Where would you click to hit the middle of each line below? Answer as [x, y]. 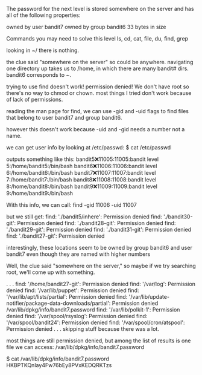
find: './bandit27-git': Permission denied [55, 236]
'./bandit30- [178, 217]
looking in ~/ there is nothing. [43, 50]
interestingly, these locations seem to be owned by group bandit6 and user [99, 248]
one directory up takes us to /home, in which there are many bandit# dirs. [97, 68]
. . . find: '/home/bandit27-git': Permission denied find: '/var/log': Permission [101, 284]
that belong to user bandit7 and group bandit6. [64, 118]
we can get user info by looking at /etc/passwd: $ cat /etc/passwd [89, 147]
